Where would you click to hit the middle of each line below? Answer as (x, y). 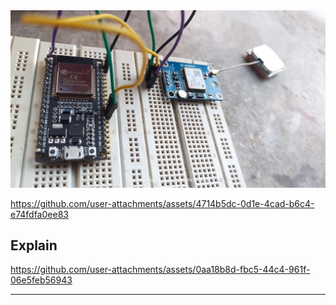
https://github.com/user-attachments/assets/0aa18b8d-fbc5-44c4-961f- (160, 270)
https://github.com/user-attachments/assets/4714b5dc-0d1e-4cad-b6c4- (162, 203)
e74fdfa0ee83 (39, 214)
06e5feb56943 (41, 280)
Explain (34, 245)
